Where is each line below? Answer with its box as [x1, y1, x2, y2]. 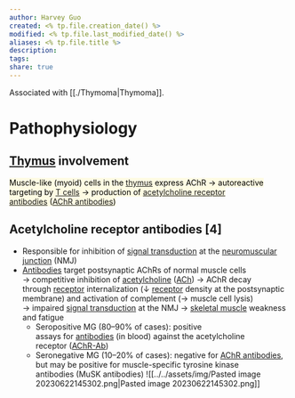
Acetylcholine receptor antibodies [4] [9, 222, 222, 237]
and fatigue [21, 312, 65, 322]
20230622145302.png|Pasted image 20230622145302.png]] [35, 378, 260, 388]
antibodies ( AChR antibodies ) [9, 196, 116, 207]
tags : [9, 54, 29, 63]
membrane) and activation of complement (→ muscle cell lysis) [21, 293, 254, 304]
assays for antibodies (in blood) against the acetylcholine [35, 330, 245, 341]
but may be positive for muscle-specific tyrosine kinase [35, 359, 240, 370]
